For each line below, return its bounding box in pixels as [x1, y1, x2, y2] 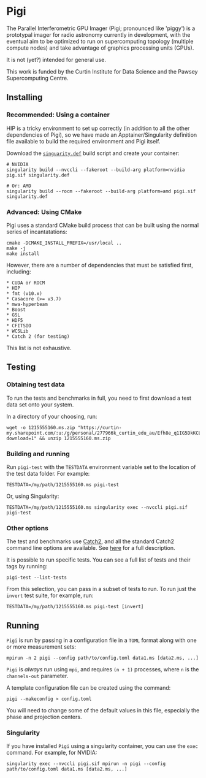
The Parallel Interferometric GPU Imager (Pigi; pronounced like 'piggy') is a [6, 25, 196, 32]
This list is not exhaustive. [6, 344, 72, 351]
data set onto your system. [6, 400, 74, 408]
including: [6, 268, 32, 275]
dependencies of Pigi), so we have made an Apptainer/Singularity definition [6, 131, 197, 139]
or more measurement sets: [6, 643, 77, 650]
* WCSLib [6, 328, 29, 334]
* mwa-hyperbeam [6, 301, 48, 307]
